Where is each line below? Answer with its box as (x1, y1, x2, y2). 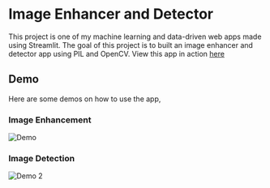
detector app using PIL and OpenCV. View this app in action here (8, 49, 225, 58)
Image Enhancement (8, 114, 92, 126)
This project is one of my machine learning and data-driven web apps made (8, 32, 262, 41)
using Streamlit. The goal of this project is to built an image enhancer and (8, 40, 254, 49)
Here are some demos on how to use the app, (8, 94, 161, 104)
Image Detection (8, 152, 75, 164)
